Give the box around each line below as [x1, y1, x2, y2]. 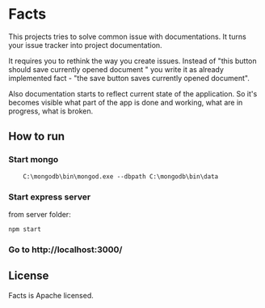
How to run [8, 130, 65, 143]
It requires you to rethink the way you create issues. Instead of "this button [8, 56, 257, 66]
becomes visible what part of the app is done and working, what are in [8, 97, 243, 107]
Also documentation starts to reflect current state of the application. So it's [8, 88, 258, 98]
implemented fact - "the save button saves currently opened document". [8, 73, 250, 83]
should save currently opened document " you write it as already [8, 64, 225, 74]
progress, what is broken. [8, 106, 94, 116]
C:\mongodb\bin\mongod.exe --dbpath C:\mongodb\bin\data [23, 172, 219, 181]
